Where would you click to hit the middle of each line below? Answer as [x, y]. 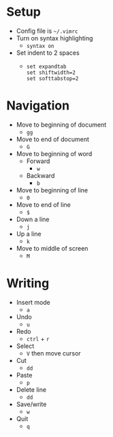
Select [25, 346]
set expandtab [46, 66]
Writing [28, 283]
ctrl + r [38, 338]
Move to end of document [53, 139]
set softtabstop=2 [52, 78]
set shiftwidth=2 [51, 73]
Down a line [33, 219]
